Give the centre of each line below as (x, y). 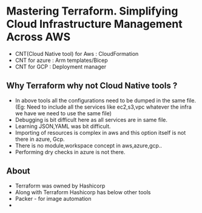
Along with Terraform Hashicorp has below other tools (83, 192)
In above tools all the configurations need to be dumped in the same (100, 100)
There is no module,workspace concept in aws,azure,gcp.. (89, 145)
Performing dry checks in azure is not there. (70, 152)
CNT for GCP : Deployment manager (61, 66)
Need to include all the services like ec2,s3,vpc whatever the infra (109, 107)
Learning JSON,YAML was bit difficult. (63, 126)
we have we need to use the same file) (63, 113)
